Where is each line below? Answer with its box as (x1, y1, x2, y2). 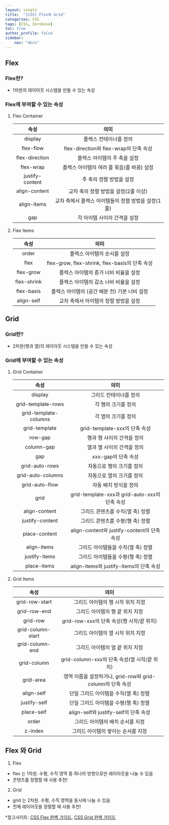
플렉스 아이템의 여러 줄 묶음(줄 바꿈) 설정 (62, 164, 154, 171)
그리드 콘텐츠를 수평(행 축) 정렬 (80, 517, 150, 524)
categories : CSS (5, 17, 39, 22)
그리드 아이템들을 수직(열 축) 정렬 (78, 543, 153, 551)
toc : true (5, 26, 26, 31)
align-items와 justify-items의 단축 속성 (70, 563, 160, 570)
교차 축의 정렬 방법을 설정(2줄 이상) (68, 187, 148, 194)
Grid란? (5, 331, 24, 338)
